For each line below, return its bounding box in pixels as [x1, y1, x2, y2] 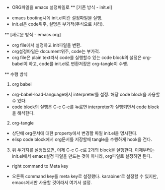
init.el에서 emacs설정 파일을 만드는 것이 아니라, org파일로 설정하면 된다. [11, 153, 152, 159]
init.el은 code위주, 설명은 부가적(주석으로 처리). [11, 21, 104, 27]
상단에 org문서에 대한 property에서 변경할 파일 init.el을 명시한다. [11, 130, 138, 136]
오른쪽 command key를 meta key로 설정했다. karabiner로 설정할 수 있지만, [11, 173, 159, 179]
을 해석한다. [11, 110, 35, 116]
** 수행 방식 [4, 71, 28, 77]
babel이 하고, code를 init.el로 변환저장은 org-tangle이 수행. [11, 61, 129, 66]
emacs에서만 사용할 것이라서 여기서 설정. [11, 180, 92, 185]
